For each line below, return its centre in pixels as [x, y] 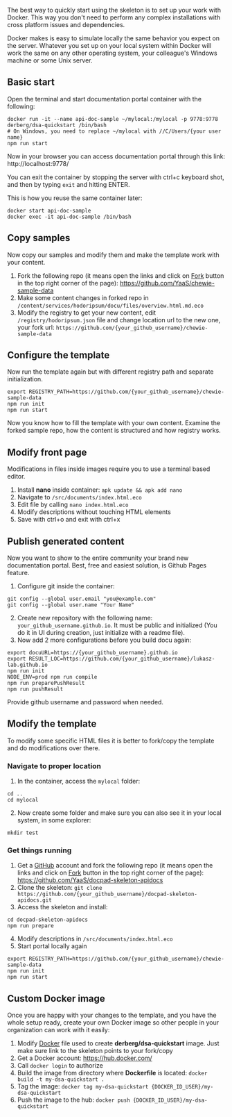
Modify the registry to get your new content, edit [87, 313]
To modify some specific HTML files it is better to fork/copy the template [111, 740]
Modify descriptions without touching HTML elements [94, 512]
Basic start [31, 82]
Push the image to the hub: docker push [73, 1100]
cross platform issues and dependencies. [66, 25]
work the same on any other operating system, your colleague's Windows [112, 53]
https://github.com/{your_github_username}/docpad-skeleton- [107, 894]
